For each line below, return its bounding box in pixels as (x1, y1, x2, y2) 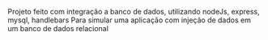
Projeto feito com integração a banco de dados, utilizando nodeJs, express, (7, 7, 260, 16)
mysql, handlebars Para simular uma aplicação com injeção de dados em (7, 15, 252, 25)
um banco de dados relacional (7, 24, 108, 33)
